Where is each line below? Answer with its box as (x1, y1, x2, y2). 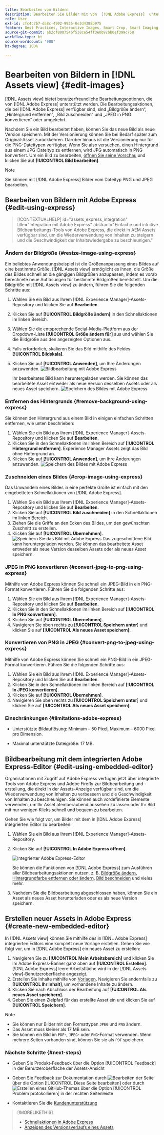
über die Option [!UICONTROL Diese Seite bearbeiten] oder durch (12, 1080, 145, 1086)
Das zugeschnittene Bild (102, 536, 152, 542)
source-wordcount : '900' (5, 39, 56, 44)
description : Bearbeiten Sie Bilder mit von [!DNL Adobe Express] (5, 12, 145, 17)
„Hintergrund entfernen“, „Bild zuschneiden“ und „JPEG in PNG (5, 111, 132, 117)
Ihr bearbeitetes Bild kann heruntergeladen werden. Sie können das (12, 375, 148, 381)
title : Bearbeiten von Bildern (5, 7, 69, 12)
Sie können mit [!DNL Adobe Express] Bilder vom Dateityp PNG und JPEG (5, 176, 153, 182)
